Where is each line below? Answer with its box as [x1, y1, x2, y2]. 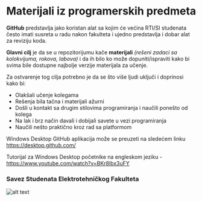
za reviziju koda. [6, 37, 47, 44]
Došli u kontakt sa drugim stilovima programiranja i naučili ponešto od [14, 104, 188, 111]
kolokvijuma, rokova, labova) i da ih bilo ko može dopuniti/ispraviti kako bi [6, 55, 190, 62]
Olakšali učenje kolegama [14, 91, 79, 98]
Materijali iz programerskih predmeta [6, 4, 197, 18]
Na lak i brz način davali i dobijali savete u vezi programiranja [14, 116, 167, 124]
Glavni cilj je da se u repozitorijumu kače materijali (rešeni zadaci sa [6, 48, 178, 56]
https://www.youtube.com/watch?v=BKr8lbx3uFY [6, 159, 130, 167]
